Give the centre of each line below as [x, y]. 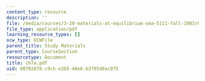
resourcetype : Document [37, 57]
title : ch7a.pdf [27, 63]
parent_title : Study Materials [46, 46]
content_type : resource [37, 12]
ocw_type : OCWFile [30, 40]
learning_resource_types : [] [43, 35]
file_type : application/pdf [42, 29]
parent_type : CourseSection [42, 52]
